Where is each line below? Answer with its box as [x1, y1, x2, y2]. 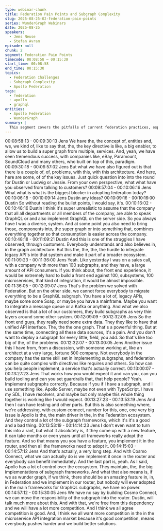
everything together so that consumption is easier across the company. [5, 231, 148, 237]
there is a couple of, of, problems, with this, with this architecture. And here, [5, 169, 157, 175]
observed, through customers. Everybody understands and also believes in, [5, 241, 157, 247]
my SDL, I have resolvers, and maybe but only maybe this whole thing [5, 391, 145, 397]
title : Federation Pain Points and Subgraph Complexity [5, 12, 120, 17]
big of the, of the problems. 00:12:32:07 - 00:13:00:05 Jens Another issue [5, 340, 152, 346]
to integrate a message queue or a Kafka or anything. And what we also [5, 304, 148, 310]
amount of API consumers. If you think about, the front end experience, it [5, 267, 151, 273]
